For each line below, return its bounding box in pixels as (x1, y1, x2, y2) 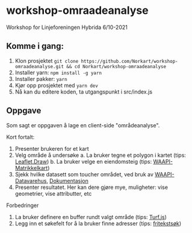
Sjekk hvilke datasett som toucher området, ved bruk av (14, 170, 153, 178)
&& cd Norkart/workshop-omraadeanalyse (66, 63, 167, 69)
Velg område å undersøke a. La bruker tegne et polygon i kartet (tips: (14, 152, 187, 159)
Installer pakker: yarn (14, 75, 67, 82)
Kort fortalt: (6, 133, 35, 141)
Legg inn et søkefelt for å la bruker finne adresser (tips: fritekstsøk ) (14, 220, 182, 227)
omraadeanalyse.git (14, 63, 64, 69)
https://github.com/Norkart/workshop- (81, 58, 179, 64)
